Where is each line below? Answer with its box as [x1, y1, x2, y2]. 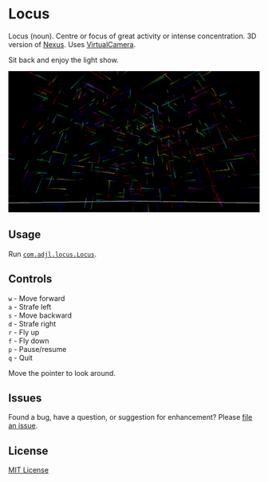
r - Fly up [8, 327, 40, 337]
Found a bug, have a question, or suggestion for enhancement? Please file [8, 413, 253, 422]
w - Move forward [8, 293, 65, 303]
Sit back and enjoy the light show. [8, 55, 119, 65]
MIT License [8, 465, 49, 475]
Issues [8, 391, 42, 405]
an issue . [8, 421, 38, 431]
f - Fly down [8, 336, 49, 346]
